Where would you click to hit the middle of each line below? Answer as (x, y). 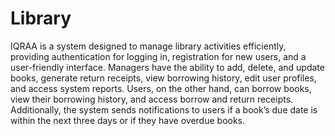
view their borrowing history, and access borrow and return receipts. (152, 99)
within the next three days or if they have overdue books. (128, 120)
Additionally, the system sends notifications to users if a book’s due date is (164, 109)
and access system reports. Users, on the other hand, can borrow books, (161, 88)
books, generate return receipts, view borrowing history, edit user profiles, (163, 78)
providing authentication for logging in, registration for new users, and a (158, 56)
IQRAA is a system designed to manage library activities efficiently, (148, 46)
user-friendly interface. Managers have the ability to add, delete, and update (167, 67)
